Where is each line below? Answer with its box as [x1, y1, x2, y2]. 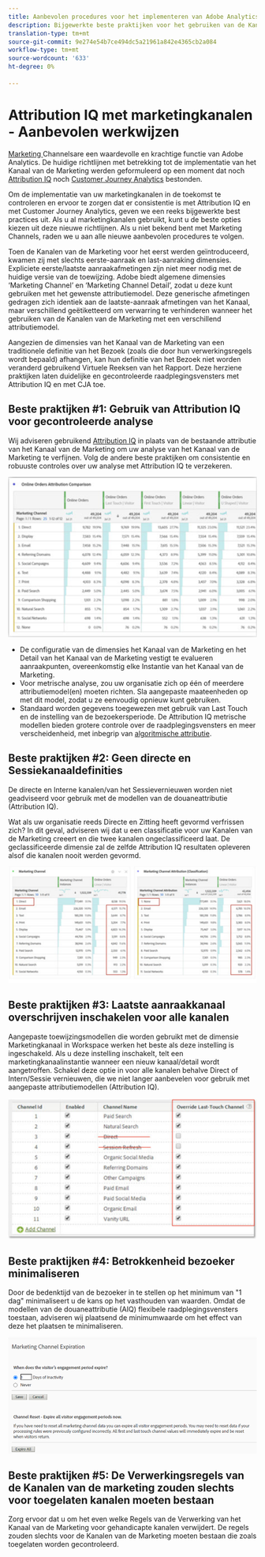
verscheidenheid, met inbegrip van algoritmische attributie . [19, 728, 212, 738]
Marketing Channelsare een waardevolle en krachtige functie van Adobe [8, 149, 244, 158]
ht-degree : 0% [8, 63, 55, 71]
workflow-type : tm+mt [8, 46, 80, 55]
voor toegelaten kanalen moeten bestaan [8, 1493, 215, 1506]
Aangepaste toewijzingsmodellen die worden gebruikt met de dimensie [8, 1032, 239, 1041]
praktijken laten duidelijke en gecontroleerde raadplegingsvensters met [8, 371, 239, 381]
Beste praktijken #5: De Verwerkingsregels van [8, 1469, 244, 1482]
